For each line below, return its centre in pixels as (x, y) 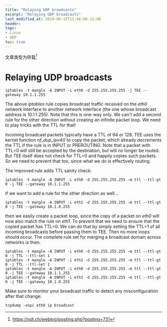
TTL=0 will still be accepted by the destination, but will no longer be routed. (83, 151)
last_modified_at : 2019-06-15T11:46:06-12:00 (53, 19)
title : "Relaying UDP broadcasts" (41, 10)
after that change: (23, 296)
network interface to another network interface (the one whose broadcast (81, 109)
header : (13, 24)
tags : (11, 28)
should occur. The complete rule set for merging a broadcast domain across (83, 237)
